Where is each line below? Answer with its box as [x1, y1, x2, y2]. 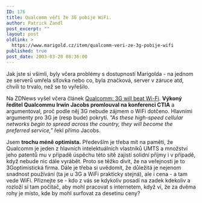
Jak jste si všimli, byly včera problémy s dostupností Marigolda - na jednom [6, 70, 194, 77]
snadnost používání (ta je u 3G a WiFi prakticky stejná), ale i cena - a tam [6, 170, 188, 178]
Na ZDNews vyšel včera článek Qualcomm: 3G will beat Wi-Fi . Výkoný [6, 95, 182, 102]
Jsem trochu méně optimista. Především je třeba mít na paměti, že [6, 138, 174, 145]
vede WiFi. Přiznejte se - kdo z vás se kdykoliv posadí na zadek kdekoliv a [6, 176, 191, 184]
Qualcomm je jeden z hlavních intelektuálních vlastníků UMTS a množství [6, 145, 188, 152]
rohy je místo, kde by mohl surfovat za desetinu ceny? [6, 189, 140, 196]
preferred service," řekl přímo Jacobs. [6, 126, 101, 134]
